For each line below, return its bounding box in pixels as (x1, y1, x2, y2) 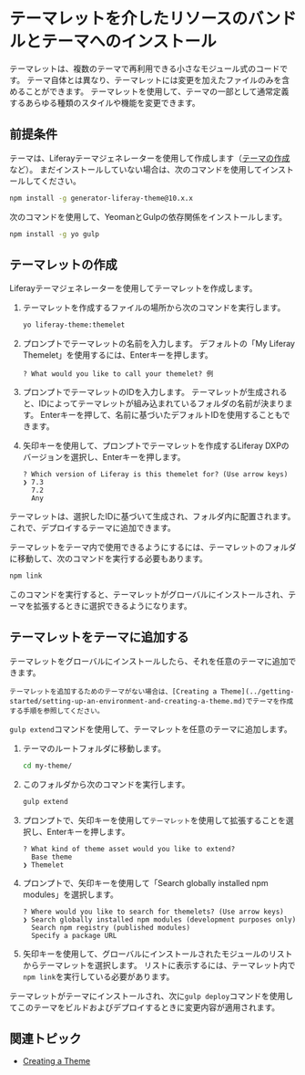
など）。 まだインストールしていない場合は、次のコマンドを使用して (9, 163, 262, 174)
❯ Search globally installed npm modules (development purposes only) (22, 914, 297, 924)
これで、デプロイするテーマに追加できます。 (9, 522, 176, 534)
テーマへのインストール (41, 31, 217, 52)
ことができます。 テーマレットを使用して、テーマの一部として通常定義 (25, 86, 290, 97)
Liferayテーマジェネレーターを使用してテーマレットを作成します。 (9, 283, 258, 294)
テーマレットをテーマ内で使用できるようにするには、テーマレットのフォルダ (9, 542, 297, 553)
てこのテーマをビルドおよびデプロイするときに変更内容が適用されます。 (9, 1001, 280, 1013)
